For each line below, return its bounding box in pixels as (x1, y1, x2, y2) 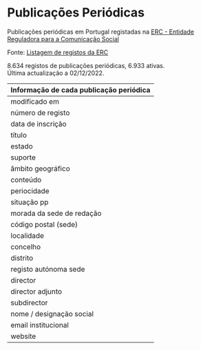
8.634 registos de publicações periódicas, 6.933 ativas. (7, 61, 165, 69)
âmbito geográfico (10, 164, 70, 173)
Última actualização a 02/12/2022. (7, 69, 105, 77)
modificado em (10, 96, 60, 106)
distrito (10, 253, 34, 263)
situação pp (10, 197, 49, 207)
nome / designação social (10, 309, 94, 318)
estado (10, 141, 33, 151)
